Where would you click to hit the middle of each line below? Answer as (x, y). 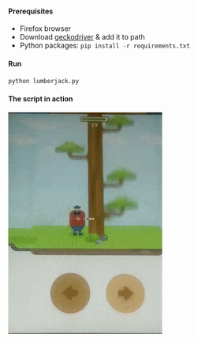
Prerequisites (31, 11)
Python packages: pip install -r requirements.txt (105, 46)
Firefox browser (45, 28)
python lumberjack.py (44, 82)
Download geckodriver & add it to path (82, 37)
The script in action (41, 99)
